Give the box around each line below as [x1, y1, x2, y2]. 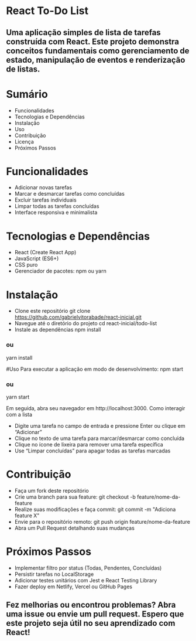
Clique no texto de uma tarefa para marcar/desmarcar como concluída [14, 435, 185, 442]
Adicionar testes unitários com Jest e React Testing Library [14, 577, 157, 584]
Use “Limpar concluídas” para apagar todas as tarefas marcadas [14, 447, 171, 454]
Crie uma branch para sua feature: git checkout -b [14, 493, 136, 500]
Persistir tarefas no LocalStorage [14, 570, 94, 578]
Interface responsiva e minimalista [14, 209, 98, 216]
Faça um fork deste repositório [14, 487, 89, 494]
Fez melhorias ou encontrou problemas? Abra [6, 600, 176, 610]
